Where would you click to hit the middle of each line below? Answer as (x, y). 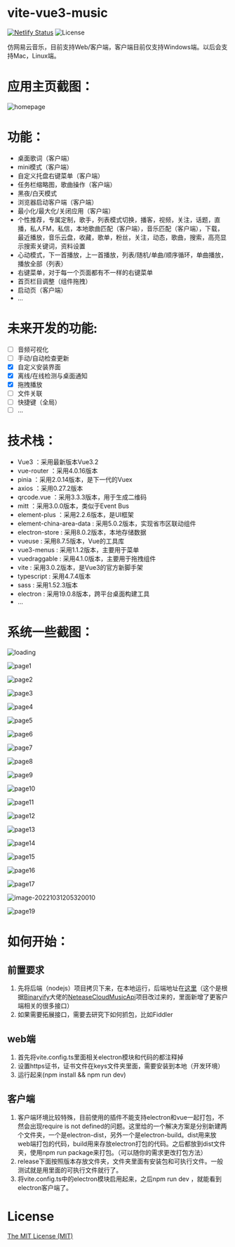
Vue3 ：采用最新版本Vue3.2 (58, 462)
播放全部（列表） (42, 263)
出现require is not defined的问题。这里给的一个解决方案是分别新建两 (128, 1126)
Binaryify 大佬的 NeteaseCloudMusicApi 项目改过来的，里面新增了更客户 (126, 997)
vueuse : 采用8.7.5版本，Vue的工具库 (71, 541)
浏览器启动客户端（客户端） (58, 202)
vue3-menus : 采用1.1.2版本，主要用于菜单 (78, 550)
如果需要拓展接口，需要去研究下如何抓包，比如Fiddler (95, 1015)
